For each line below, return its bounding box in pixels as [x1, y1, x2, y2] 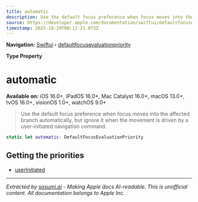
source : [6, 19, 25, 25]
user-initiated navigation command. [20, 123, 107, 130]
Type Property [6, 52, 42, 59]
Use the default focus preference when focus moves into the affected [20, 110, 190, 118]
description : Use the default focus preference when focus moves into [6, 14, 183, 20]
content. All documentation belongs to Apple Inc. [6, 189, 125, 196]
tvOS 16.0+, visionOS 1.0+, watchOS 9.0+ [6, 99, 107, 106]
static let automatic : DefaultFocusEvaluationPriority [6, 134, 144, 140]
